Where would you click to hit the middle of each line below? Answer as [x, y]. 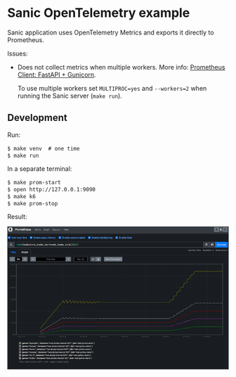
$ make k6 [22, 196]
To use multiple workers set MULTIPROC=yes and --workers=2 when [112, 88]
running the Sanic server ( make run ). [70, 96]
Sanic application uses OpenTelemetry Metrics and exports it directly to [111, 32]
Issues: [18, 53]
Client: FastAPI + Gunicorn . [57, 75]
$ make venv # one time [44, 148]
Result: [17, 217]
